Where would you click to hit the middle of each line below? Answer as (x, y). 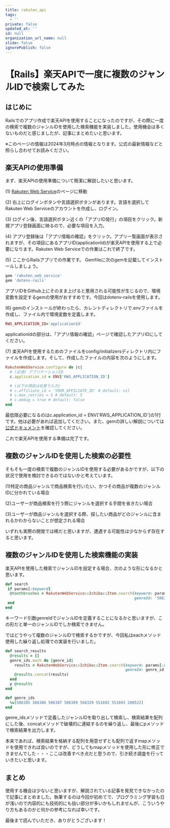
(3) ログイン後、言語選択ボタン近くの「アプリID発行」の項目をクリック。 (82, 219)
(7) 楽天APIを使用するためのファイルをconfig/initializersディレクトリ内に (81, 351)
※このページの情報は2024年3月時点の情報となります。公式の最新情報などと (84, 144)
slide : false (19, 43)
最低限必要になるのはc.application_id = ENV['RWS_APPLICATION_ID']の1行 (83, 415)
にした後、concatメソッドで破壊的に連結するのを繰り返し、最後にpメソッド (85, 724)
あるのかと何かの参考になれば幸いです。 (60, 810)
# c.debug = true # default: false (47, 400)
